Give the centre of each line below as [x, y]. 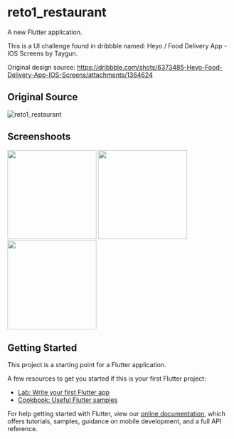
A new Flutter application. [45, 32]
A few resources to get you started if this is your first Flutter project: [107, 379]
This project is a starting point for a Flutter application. [87, 365]
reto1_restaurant [57, 12]
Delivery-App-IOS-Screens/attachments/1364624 [80, 75]
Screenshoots [39, 137]
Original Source [43, 97]
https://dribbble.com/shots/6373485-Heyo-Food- [150, 67]
